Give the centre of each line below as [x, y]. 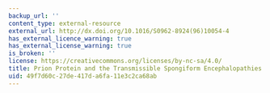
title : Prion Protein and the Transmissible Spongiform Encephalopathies [135, 69]
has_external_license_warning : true [70, 46]
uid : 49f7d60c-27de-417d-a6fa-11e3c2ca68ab [83, 76]
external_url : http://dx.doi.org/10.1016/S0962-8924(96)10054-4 [119, 31]
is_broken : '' [32, 53]
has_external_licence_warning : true [70, 38]
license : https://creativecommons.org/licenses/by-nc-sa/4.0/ [115, 61]
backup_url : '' [34, 16]
